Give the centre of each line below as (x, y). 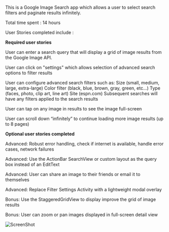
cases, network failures (30, 149)
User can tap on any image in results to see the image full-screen (74, 109)
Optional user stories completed (40, 134)
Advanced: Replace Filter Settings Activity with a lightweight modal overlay (84, 190)
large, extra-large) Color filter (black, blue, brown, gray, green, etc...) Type (83, 88)
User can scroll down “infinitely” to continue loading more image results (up (84, 119)
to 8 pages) (17, 124)
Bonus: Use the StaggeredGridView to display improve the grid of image (81, 199)
